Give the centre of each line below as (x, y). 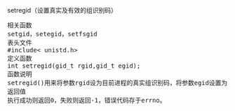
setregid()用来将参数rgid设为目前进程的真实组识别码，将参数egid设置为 (117, 83)
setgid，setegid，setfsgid (53, 34)
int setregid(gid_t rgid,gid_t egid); (74, 66)
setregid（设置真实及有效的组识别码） (62, 10)
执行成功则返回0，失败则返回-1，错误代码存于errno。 (87, 100)
